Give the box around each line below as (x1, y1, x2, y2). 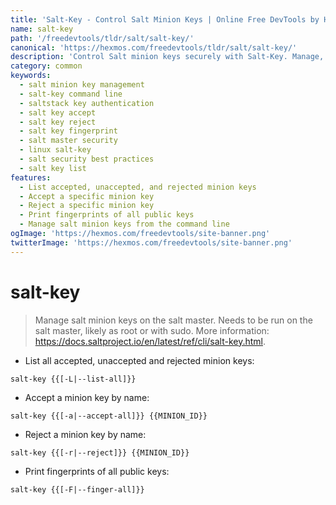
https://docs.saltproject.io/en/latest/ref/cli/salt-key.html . (34, 335, 267, 347)
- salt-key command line (19, 89, 123, 99)
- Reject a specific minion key (19, 201, 155, 211)
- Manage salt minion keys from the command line (19, 219, 230, 230)
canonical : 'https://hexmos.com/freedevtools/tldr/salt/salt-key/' (10, 42, 298, 53)
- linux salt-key (19, 145, 92, 155)
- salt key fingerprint (19, 126, 118, 136)
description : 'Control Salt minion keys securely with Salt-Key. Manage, (10, 52, 325, 62)
